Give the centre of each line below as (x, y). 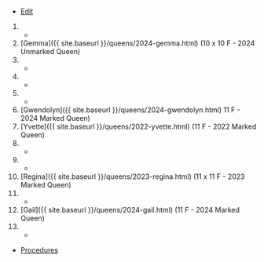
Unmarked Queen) (50, 51)
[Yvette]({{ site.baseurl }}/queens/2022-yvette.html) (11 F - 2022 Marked (138, 126)
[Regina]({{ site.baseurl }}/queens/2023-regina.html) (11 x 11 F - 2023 (132, 176)
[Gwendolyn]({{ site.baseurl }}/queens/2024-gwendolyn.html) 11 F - (130, 110)
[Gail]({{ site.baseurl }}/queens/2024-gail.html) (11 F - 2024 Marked (130, 210)
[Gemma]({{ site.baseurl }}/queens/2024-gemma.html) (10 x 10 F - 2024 (137, 43)
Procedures (39, 250)
